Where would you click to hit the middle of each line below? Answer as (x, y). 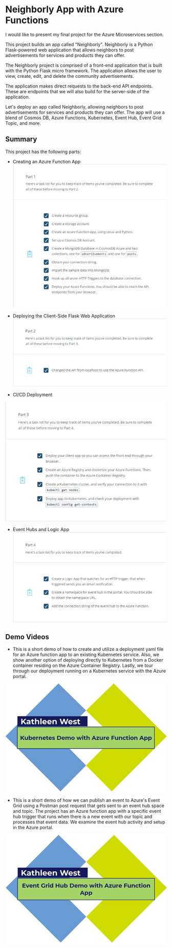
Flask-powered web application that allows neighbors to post (70, 50)
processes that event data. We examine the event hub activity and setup (89, 822)
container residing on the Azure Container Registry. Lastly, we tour (83, 666)
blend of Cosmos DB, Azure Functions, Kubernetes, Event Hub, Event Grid (83, 118)
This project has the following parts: (43, 152)
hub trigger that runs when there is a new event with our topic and (82, 817)
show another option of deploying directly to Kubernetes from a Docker (88, 660)
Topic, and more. (23, 123)
